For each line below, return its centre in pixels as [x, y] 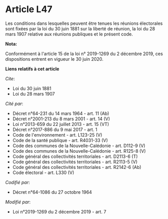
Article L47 [29, 9]
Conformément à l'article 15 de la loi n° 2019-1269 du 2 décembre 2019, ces [84, 54]
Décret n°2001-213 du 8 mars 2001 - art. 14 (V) [61, 119]
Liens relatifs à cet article [32, 69]
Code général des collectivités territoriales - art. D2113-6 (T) [75, 156]
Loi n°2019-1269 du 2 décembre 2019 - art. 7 [59, 211]
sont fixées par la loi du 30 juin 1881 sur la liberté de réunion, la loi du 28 [80, 28]
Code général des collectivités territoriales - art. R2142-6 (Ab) [77, 167]
